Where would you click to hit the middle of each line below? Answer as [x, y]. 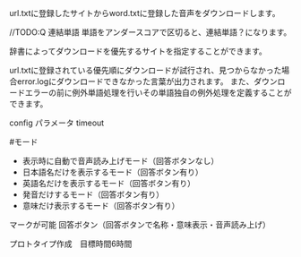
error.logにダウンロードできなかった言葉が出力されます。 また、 [135, 81]
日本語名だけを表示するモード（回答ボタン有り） [112, 172]
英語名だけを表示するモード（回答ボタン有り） [108, 183]
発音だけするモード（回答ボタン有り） [93, 194]
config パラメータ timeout [57, 123]
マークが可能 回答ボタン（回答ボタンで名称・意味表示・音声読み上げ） [140, 225]
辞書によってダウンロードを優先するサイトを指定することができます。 [138, 51]
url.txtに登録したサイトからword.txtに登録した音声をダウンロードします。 [145, 13]
